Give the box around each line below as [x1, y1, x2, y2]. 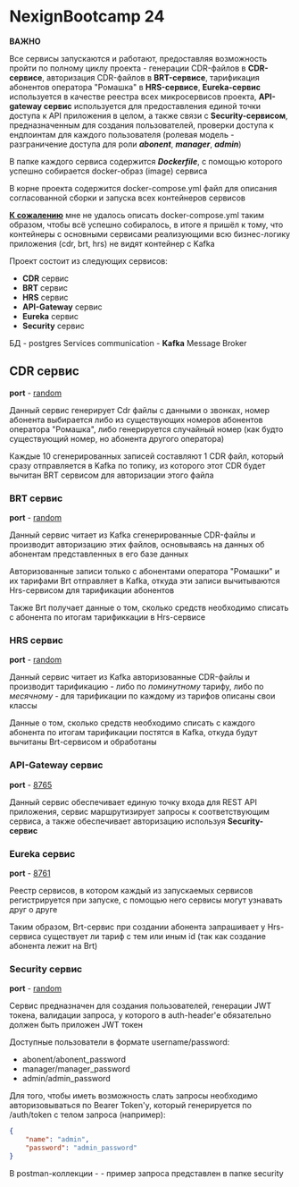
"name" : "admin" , [25, 1135, 90, 1144]
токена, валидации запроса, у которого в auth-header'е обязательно [9, 1010, 272, 1021]
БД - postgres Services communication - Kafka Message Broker [9, 337, 247, 348]
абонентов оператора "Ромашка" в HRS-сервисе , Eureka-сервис [9, 81, 262, 92]
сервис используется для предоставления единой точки [43, 100, 262, 111]
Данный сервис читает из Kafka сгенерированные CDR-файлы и [9, 530, 256, 540]
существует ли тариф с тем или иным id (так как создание [43, 930, 266, 941]
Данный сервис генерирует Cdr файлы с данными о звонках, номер [9, 404, 270, 415]
